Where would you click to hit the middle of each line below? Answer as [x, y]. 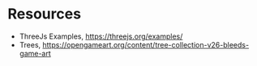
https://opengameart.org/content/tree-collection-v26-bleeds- [146, 44]
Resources [45, 14]
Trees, [30, 44]
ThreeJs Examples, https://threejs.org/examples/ [101, 36]
